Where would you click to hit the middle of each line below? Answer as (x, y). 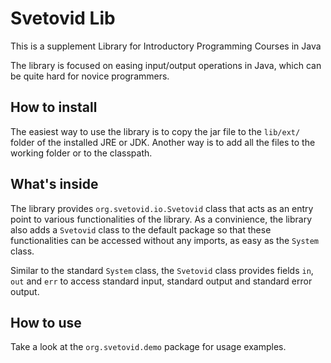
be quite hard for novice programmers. (90, 76)
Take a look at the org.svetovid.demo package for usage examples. (148, 347)
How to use (46, 322)
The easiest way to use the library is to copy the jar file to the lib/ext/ (155, 131)
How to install (54, 107)
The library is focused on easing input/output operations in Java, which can (166, 65)
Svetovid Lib (63, 18)
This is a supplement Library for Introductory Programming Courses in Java (166, 46)
